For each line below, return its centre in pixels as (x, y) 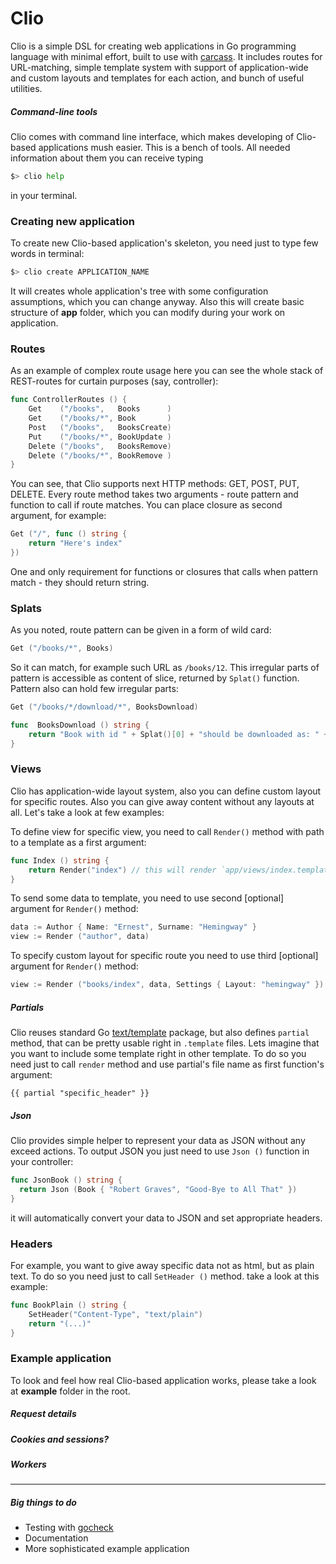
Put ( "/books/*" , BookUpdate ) (100, 437)
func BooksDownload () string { (80, 725)
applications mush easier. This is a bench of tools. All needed (164, 147)
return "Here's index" (75, 543)
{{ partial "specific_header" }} (80, 1093)
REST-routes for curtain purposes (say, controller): (114, 381)
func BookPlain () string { (69, 1305)
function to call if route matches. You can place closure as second (146, 505)
